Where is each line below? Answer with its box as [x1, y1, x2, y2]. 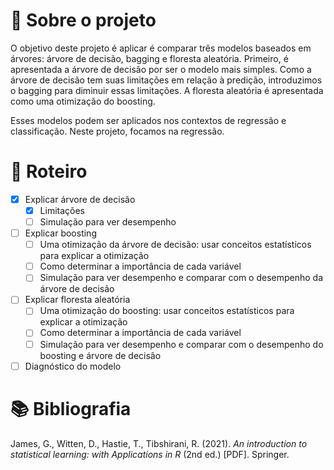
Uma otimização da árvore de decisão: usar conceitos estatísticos [39, 239, 312, 251]
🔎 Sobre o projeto [10, 9, 157, 32]
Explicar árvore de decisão [24, 193, 136, 205]
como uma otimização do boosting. [10, 95, 156, 107]
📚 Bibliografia [10, 397, 132, 420]
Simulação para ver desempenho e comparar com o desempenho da [39, 272, 324, 284]
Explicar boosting [24, 227, 97, 239]
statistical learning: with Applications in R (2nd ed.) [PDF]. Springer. [10, 448, 290, 460]
